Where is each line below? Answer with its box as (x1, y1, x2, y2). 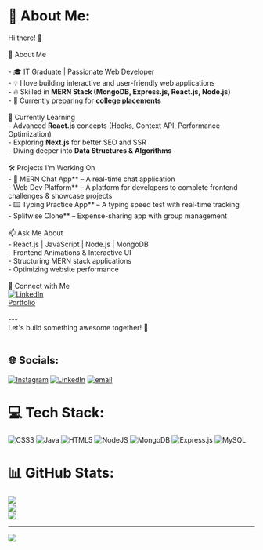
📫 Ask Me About (8, 228, 63, 238)
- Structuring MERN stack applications (8, 256, 131, 265)
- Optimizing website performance (8, 264, 119, 274)
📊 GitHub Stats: (8, 464, 115, 482)
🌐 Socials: (8, 354, 59, 367)
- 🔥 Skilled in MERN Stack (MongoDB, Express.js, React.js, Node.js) (8, 86, 231, 97)
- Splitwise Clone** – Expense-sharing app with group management (8, 211, 228, 220)
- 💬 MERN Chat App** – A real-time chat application (8, 174, 175, 184)
